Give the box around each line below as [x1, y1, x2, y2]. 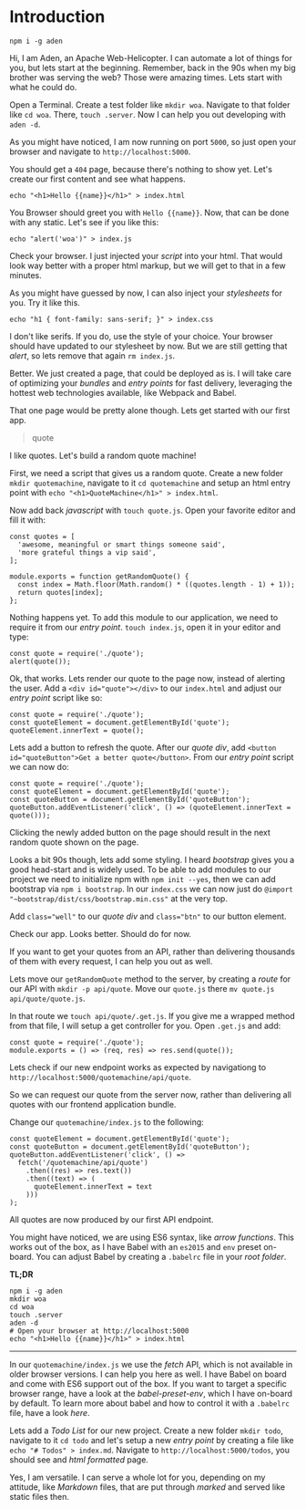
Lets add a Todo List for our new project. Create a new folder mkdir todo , [9, 1425, 284, 1436]
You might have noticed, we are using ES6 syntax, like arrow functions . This [9, 1232, 294, 1243]
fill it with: [9, 514, 46, 526]
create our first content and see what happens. [9, 173, 186, 184]
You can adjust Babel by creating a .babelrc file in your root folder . [36, 1251, 287, 1262]
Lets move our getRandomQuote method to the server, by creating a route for [9, 973, 291, 984]
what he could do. [9, 81, 77, 92]
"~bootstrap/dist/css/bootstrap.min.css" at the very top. [9, 892, 228, 904]
